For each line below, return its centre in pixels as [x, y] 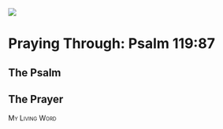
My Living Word [32, 118]
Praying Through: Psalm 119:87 [111, 44]
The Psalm [35, 73]
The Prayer [36, 99]
